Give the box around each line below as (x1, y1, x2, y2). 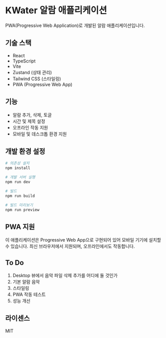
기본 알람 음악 (12, 279, 40, 285)
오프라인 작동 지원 (12, 124, 48, 130)
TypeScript (12, 58, 36, 64)
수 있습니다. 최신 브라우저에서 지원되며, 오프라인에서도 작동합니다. (5, 243, 135, 249)
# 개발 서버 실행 (5, 175, 35, 180)
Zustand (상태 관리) (12, 69, 52, 75)
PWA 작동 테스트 (12, 291, 46, 297)
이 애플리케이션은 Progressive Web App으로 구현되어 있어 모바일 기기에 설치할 (5, 237, 161, 243)
